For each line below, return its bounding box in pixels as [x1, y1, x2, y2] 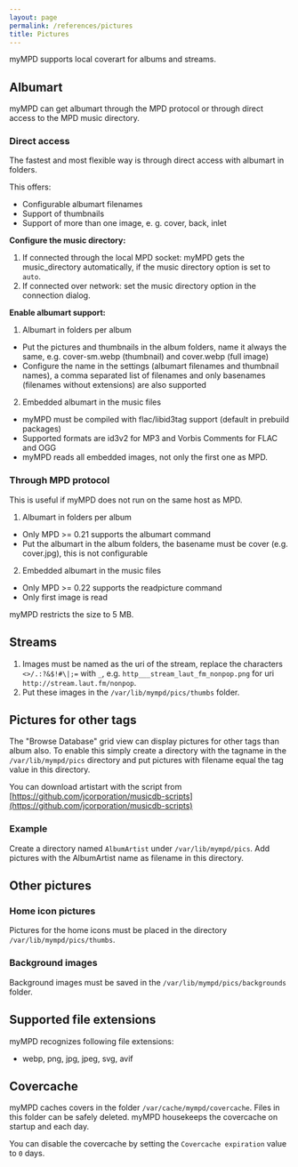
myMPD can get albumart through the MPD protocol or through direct [9, 103, 264, 114]
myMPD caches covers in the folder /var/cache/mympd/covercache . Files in [9, 1102, 280, 1113]
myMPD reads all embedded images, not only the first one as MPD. [21, 452, 269, 463]
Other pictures [9, 878, 92, 894]
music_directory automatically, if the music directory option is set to [21, 262, 271, 272]
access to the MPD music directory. [9, 113, 141, 124]
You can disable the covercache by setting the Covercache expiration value [9, 1139, 287, 1149]
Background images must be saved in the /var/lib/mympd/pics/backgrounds [9, 977, 286, 987]
